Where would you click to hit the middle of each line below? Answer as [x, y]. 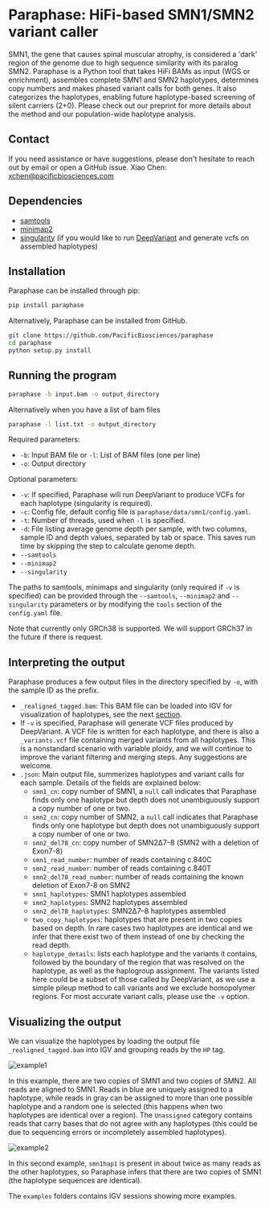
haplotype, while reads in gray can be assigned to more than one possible [130, 1098]
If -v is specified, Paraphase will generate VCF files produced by [126, 723]
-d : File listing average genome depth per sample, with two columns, [133, 529]
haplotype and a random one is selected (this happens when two [116, 1107]
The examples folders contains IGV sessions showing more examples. [122, 1196]
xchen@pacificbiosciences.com [61, 175]
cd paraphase [30, 343]
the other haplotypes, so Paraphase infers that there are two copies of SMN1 [135, 1172]
